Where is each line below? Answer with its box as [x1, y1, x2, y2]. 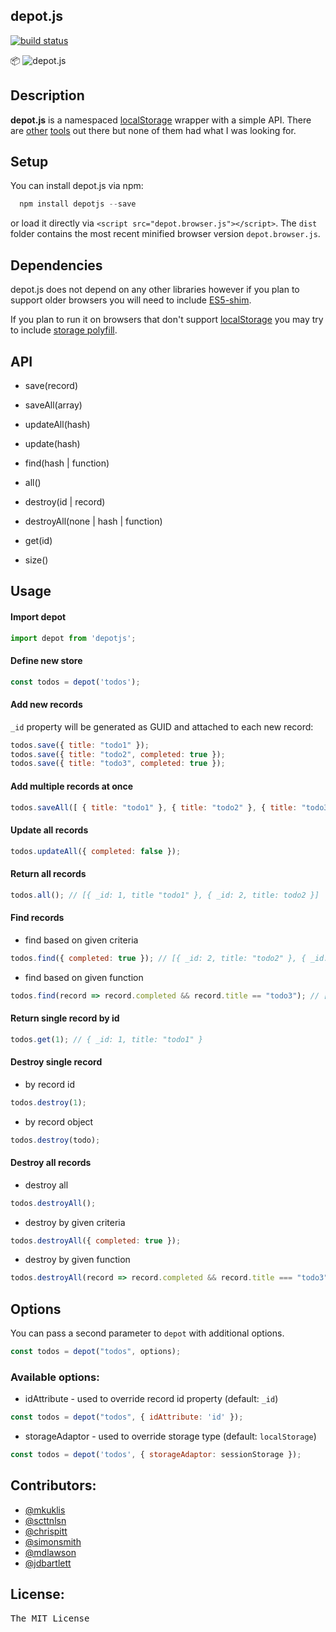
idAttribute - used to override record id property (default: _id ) [24, 1393, 279, 1405]
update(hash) [24, 437, 81, 449]
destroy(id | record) [24, 495, 106, 508]
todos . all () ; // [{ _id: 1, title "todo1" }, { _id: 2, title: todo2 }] [10, 890, 320, 900]
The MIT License [10, 1612, 90, 1624]
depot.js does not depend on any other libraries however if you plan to [10, 284, 300, 296]
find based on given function [24, 971, 144, 983]
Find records [10, 912, 65, 924]
